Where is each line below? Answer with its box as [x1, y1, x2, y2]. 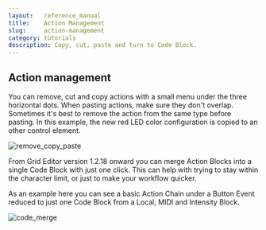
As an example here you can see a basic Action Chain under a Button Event [8, 189, 256, 198]
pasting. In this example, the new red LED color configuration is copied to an [8, 117, 258, 127]
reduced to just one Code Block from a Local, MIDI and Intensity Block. [8, 197, 240, 207]
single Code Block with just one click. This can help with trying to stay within [8, 165, 259, 174]
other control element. [8, 125, 81, 135]
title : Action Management [8, 19, 105, 27]
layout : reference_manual [8, 11, 102, 20]
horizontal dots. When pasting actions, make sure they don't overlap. [8, 100, 234, 110]
